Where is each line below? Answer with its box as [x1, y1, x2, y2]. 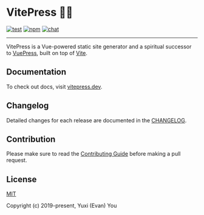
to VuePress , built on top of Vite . [6, 49, 88, 56]
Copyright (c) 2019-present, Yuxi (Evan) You [6, 202, 117, 210]
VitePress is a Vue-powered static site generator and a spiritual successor [6, 42, 192, 50]
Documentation [6, 67, 67, 78]
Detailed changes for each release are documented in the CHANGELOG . [6, 116, 187, 124]
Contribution [6, 134, 56, 144]
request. [6, 157, 27, 164]
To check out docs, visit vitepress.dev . [6, 83, 103, 90]
